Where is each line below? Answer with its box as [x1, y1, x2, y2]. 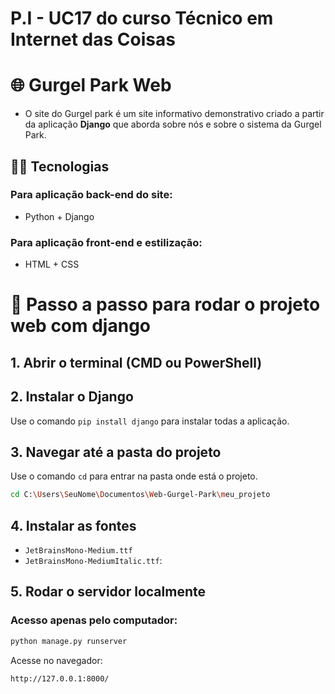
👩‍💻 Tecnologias [10, 158, 110, 175]
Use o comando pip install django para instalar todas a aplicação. [10, 415, 290, 427]
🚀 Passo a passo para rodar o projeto [10, 293, 321, 316]
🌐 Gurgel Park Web [10, 74, 172, 97]
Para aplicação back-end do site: [10, 188, 173, 202]
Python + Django [24, 210, 95, 222]
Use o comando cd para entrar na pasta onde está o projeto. [10, 470, 258, 482]
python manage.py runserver [10, 636, 128, 646]
